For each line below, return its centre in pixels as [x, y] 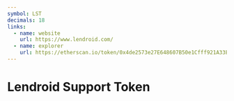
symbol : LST [24, 14]
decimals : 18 [26, 20]
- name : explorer [39, 46]
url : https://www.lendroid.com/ [67, 40]
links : [17, 26]
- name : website [37, 33]
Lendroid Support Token [79, 87]
